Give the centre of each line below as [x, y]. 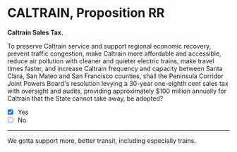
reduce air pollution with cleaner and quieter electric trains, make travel [111, 61]
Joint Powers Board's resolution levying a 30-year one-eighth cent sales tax [118, 83]
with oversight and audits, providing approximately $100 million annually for [117, 91]
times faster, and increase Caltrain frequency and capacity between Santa [115, 68]
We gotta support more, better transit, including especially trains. [102, 141]
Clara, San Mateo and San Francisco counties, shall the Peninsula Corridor [115, 76]
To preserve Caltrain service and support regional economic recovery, [109, 46]
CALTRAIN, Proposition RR [86, 13]
